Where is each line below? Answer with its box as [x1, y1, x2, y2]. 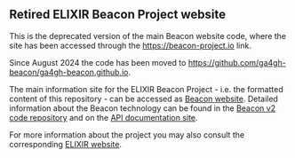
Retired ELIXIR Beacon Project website [9, 7, 227, 22]
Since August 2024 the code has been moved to [9, 57, 187, 67]
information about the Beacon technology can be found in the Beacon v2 [9, 102, 276, 114]
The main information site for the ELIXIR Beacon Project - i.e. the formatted [9, 83, 283, 94]
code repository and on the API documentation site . [9, 112, 198, 122]
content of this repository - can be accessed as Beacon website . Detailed [9, 93, 278, 104]
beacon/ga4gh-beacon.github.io [9, 67, 129, 77]
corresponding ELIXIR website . [9, 138, 123, 149]
